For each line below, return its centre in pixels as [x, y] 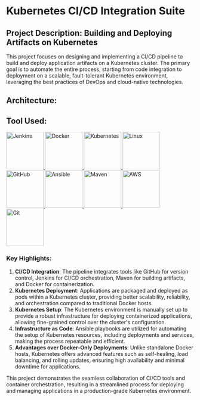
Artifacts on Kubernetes [52, 42]
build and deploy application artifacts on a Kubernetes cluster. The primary [98, 63]
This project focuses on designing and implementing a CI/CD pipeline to [95, 57]
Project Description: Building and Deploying [89, 33]
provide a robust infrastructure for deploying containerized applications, [104, 316]
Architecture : [32, 100]
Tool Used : [27, 121]
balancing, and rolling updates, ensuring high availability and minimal [100, 360]
